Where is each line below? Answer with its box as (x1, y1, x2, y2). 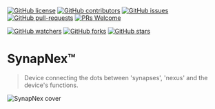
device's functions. (23, 81, 79, 89)
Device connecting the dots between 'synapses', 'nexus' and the (23, 73, 208, 82)
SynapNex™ (7, 51, 76, 66)
